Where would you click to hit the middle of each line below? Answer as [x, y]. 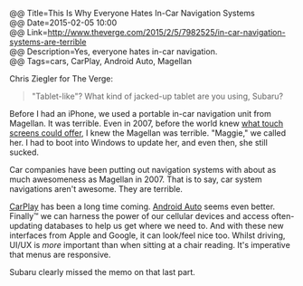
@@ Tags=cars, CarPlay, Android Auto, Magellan [101, 61]
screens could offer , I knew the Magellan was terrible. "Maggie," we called [148, 133]
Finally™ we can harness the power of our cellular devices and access [139, 216]
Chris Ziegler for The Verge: [62, 79]
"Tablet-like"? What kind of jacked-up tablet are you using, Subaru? [157, 96]
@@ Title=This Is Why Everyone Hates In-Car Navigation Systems [132, 13]
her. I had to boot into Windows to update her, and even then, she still [139, 143]
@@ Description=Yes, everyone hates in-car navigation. [114, 52]
